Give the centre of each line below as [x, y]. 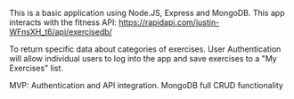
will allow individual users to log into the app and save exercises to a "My [143, 58]
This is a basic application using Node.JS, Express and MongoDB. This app [147, 13]
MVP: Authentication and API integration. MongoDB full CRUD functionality [146, 85]
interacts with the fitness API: [63, 22]
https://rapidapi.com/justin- [169, 22]
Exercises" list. [37, 68]
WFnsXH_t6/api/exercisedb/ [61, 32]
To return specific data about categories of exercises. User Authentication [145, 49]
